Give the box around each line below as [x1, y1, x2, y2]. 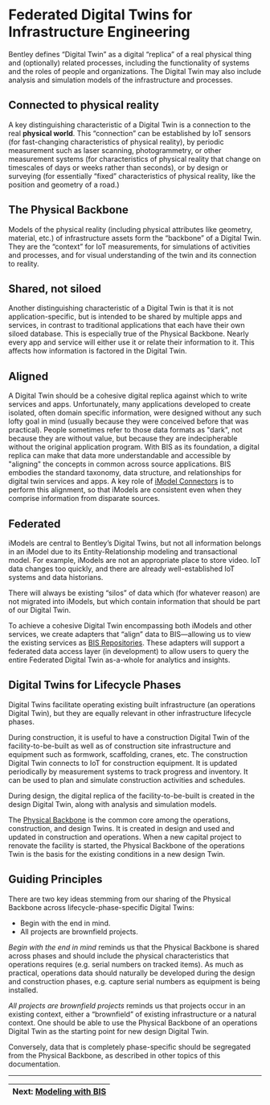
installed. [8, 985, 39, 995]
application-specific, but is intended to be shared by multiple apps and [8, 312, 243, 321]
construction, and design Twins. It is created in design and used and [8, 823, 235, 833]
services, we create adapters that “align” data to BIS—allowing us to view [8, 630, 252, 639]
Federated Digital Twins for [8, 6, 193, 24]
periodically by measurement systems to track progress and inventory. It [8, 767, 248, 776]
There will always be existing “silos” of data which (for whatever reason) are [8, 588, 260, 598]
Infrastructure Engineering [8, 23, 190, 41]
